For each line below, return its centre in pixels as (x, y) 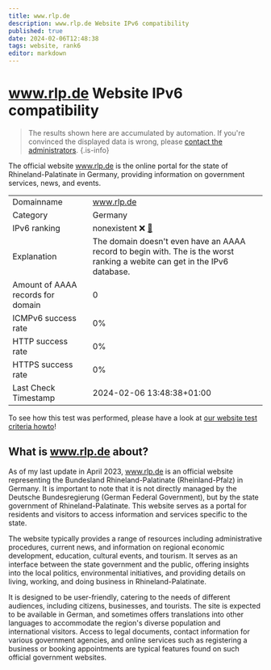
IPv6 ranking (36, 228)
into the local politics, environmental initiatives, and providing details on (127, 573)
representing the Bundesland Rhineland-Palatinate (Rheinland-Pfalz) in (126, 480)
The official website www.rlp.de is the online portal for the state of (118, 166)
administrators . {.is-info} (69, 150)
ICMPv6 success (44, 318)
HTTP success (40, 341)
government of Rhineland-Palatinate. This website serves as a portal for (128, 505)
